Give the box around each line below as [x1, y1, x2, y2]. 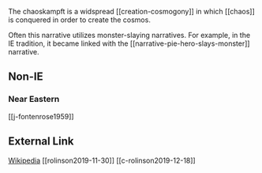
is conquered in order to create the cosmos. [8, 15, 152, 24]
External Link [8, 134, 74, 149]
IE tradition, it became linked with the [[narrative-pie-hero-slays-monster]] [8, 39, 250, 48]
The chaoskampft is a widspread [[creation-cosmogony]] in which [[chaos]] [8, 7, 255, 16]
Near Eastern [8, 94, 60, 105]
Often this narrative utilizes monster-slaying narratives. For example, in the [8, 31, 251, 39]
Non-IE [8, 70, 43, 84]
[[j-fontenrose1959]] [8, 111, 74, 121]
